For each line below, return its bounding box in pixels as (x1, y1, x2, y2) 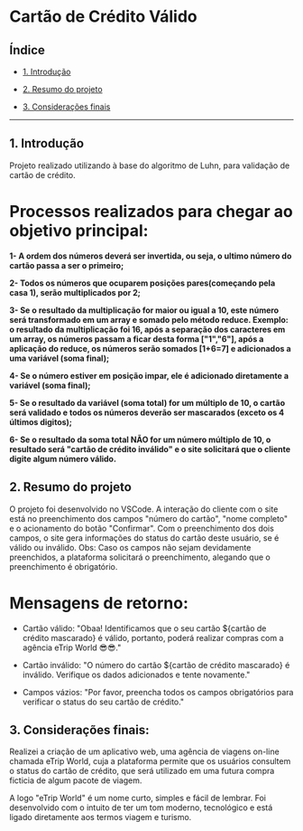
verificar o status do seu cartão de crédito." (22, 696, 185, 707)
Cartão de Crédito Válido (9, 6, 197, 27)
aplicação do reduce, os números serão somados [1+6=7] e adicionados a (9, 343, 291, 354)
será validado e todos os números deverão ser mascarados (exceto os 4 (9, 407, 285, 418)
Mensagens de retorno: (9, 592, 189, 613)
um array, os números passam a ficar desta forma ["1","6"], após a (9, 333, 264, 345)
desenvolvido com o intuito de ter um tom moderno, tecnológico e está (9, 802, 273, 813)
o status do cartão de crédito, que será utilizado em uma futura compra (9, 766, 275, 777)
